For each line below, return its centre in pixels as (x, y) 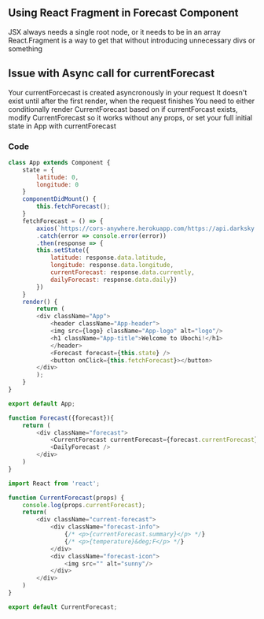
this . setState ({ (63, 250)
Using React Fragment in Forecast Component (123, 13)
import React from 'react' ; (54, 484)
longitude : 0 (58, 184)
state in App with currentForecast (62, 126)
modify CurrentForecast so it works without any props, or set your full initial (130, 117)
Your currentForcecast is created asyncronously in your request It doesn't (128, 92)
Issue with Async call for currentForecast (111, 74)
